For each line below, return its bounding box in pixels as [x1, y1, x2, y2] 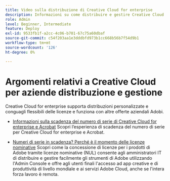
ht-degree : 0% [5, 50, 35, 55]
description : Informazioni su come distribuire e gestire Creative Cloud [5, 12, 164, 17]
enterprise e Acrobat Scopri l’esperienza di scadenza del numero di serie [12, 124, 165, 130]
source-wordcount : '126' [5, 45, 58, 50]
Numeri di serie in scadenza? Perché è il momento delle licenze [12, 139, 145, 145]
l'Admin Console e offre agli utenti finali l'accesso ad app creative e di [12, 160, 158, 167]
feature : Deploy [5, 26, 39, 31]
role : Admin [5, 17, 30, 22]
